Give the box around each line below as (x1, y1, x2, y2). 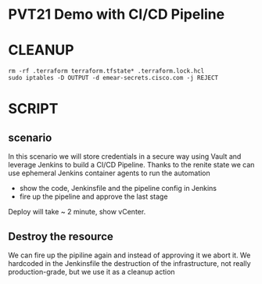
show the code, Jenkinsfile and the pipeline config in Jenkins (19, 184, 217, 193)
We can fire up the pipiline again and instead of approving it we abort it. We (8, 250, 251, 260)
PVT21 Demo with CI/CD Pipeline (8, 5, 225, 23)
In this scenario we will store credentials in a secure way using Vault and (8, 152, 242, 161)
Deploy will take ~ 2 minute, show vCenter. (8, 207, 146, 217)
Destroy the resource (8, 229, 113, 243)
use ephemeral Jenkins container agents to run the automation (8, 168, 211, 178)
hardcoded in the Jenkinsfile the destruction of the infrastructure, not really (8, 258, 252, 268)
